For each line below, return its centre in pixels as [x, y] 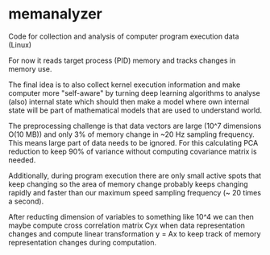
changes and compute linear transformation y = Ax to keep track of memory [135, 233]
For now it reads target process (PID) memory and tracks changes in [122, 60]
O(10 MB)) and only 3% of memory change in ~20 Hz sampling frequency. [132, 134]
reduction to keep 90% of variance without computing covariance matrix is [133, 151]
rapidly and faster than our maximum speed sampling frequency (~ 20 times [135, 192]
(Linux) [20, 44]
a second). [26, 201]
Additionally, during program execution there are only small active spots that [135, 175]
